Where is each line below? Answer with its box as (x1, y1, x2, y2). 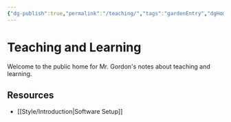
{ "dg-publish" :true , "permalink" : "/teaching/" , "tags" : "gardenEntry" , (7, 10, 208, 17)
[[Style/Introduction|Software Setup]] (16, 108, 123, 116)
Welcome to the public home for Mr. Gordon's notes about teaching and (7, 62, 211, 71)
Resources (7, 89, 54, 101)
